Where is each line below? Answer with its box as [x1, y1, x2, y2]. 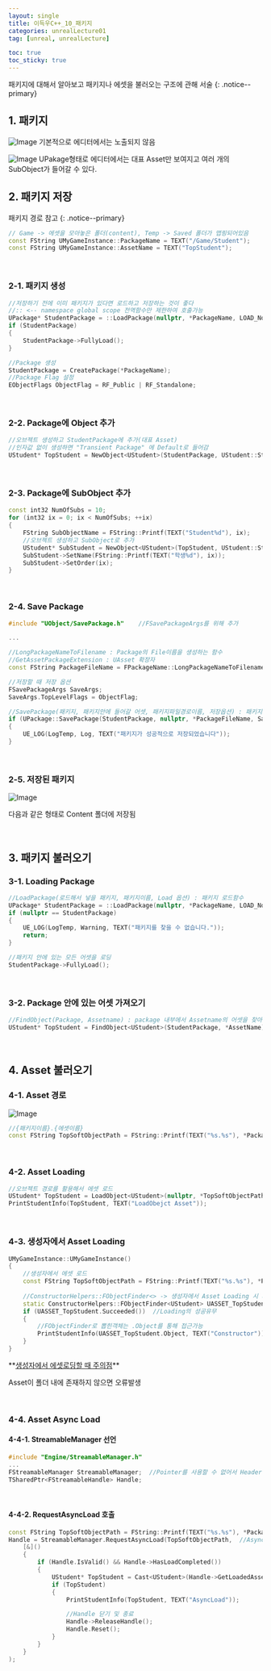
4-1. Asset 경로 [8, 1090, 67, 1101]
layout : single [8, 11, 60, 20]
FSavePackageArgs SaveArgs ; [8, 685, 103, 694]
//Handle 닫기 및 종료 [65, 1610, 134, 1619]
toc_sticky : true [8, 56, 67, 65]
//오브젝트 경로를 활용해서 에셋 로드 [8, 1184, 114, 1193]
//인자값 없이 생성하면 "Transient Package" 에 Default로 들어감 [8, 444, 209, 452]
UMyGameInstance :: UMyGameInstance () [8, 1255, 131, 1263]
